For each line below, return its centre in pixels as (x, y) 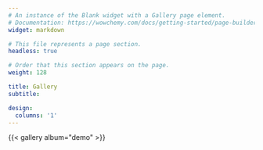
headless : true (33, 52)
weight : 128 (27, 73)
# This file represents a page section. (75, 44)
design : (21, 108)
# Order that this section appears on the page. (89, 66)
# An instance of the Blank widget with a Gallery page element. (117, 15)
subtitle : (24, 94)
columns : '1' (36, 115)
